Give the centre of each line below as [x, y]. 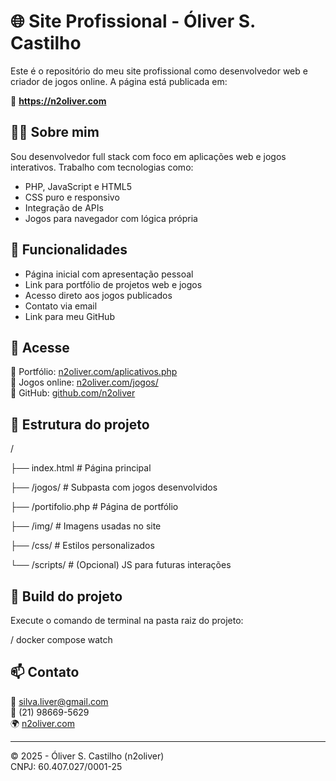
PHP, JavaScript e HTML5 [78, 186]
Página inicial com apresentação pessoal [109, 274]
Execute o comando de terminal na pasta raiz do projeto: [127, 620]
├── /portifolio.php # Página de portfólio [94, 507]
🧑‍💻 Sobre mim [55, 132]
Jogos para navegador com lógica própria [111, 218]
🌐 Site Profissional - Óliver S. [133, 21]
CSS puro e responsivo [72, 197]
